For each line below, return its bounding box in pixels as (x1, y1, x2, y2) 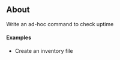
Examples (6, 34, 32, 41)
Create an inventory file (14, 48, 73, 55)
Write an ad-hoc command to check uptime (6, 20, 114, 27)
